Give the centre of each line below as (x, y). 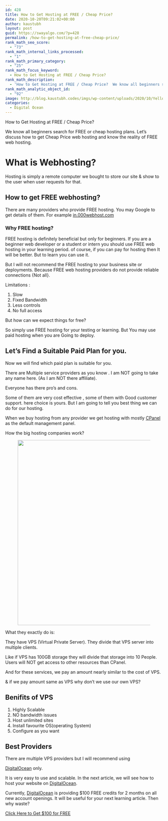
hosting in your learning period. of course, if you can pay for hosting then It (82, 250)
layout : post (19, 29)
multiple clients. (21, 647)
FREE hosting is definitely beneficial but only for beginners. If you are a (78, 239)
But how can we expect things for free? (46, 320)
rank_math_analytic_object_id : (38, 89)
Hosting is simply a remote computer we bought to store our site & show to (82, 176)
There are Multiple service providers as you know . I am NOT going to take (82, 373)
